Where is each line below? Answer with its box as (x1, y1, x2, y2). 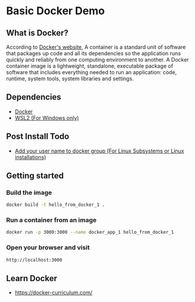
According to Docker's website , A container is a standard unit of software (6, 43, 186, 50)
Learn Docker (6, 273, 58, 283)
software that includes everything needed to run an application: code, (6, 69, 177, 75)
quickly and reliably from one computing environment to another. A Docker (6, 56, 189, 63)
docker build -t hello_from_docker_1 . (6, 202, 105, 208)
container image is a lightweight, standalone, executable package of (6, 62, 174, 69)
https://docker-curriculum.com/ (14, 289, 93, 296)
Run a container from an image (6, 216, 97, 224)
